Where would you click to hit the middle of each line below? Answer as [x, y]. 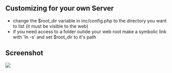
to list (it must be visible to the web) [51, 26]
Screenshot [24, 53]
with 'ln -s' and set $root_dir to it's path [54, 37]
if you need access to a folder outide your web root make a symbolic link [90, 31]
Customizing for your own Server [60, 8]
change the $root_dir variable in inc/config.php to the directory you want [90, 20]
